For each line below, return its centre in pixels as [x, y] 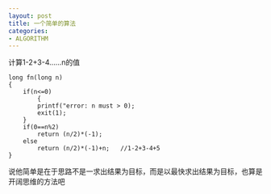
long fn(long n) [35, 78]
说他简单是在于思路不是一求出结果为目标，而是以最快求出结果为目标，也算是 [135, 171]
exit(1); [52, 113]
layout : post [30, 16]
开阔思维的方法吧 [37, 182]
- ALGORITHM [28, 38]
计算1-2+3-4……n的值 [44, 62]
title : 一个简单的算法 [42, 23]
